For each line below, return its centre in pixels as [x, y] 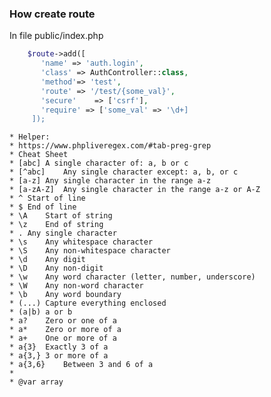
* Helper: [30, 137]
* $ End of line [43, 207]
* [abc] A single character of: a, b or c [99, 163]
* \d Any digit [47, 260]
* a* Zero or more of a [65, 330]
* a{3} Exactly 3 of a [59, 347]
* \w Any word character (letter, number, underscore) [132, 277]
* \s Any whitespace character [81, 242]
